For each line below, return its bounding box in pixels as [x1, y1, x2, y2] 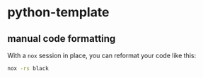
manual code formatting [7, 33, 116, 45]
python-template [7, 4, 110, 21]
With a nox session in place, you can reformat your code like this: [7, 51, 197, 60]
